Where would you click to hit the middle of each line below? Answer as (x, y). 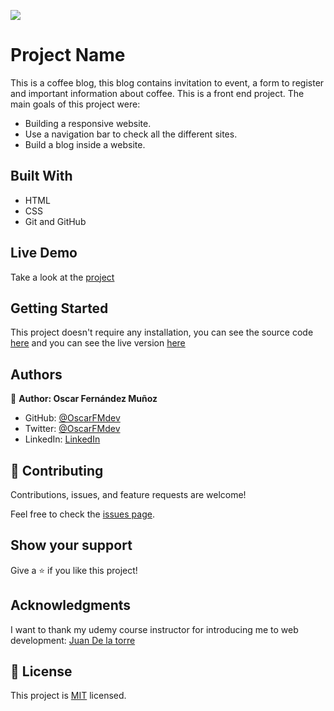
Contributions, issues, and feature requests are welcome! (128, 494)
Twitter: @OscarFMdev (72, 429)
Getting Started (59, 308)
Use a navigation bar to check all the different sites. (131, 134)
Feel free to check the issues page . (82, 514)
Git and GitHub (55, 221)
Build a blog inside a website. (85, 144)
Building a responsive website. (88, 123)
